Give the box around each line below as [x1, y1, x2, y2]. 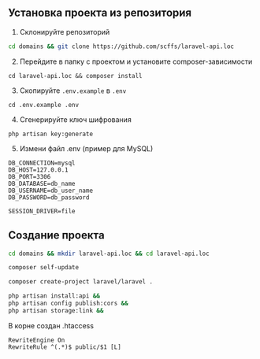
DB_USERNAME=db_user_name [8, 187, 93, 194]
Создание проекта [8, 228, 105, 242]
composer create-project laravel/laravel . [8, 278, 154, 286]
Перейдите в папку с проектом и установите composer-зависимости [19, 57, 253, 66]
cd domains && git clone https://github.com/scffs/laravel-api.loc [8, 43, 235, 50]
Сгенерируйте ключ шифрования [19, 114, 132, 124]
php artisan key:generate [8, 130, 93, 138]
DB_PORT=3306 [8, 172, 51, 180]
